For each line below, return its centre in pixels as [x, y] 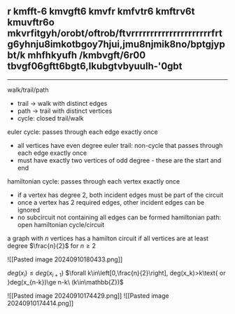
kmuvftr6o [31, 23]
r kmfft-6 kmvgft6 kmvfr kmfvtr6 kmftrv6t [101, 12]
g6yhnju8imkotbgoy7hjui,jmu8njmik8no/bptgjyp [116, 45]
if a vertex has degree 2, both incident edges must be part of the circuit [120, 195]
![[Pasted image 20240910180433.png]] [65, 259]
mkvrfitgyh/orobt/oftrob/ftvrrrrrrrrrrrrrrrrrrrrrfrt [115, 33]
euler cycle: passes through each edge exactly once [83, 132]
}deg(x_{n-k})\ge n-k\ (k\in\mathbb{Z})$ [65, 282]
